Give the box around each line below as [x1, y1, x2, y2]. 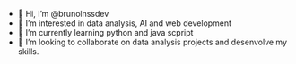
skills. [17, 46, 39, 57]
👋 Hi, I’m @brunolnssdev [17, 9, 109, 19]
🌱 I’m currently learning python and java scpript [17, 28, 194, 37]
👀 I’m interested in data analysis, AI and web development [17, 18, 231, 28]
